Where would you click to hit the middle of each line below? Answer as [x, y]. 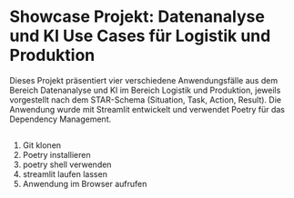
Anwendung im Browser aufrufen [85, 184]
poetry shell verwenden [67, 164]
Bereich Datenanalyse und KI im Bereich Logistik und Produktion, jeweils [145, 90]
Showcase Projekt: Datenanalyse [137, 17]
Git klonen [42, 145]
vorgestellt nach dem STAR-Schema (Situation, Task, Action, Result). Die [146, 99]
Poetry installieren [56, 155]
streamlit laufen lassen [65, 174]
